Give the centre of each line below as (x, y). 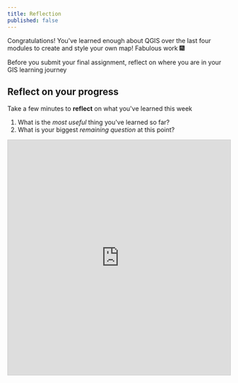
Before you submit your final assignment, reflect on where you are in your (114, 62)
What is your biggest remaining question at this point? (96, 130)
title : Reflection (34, 14)
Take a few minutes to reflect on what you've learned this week (100, 109)
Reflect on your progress (63, 91)
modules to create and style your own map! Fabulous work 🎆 (96, 48)
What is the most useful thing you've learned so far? (94, 122)
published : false (33, 20)
